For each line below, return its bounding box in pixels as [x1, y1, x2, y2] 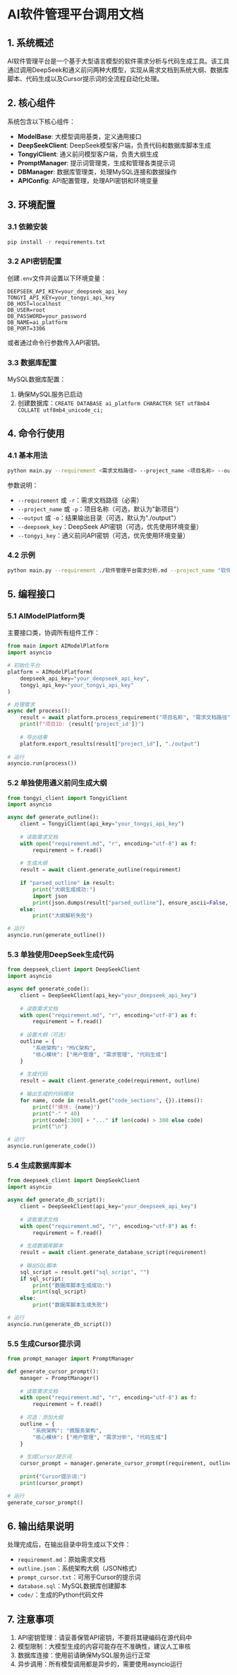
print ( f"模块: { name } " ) [32, 1103, 100, 1111]
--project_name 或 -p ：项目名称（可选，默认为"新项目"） [17, 504, 183, 513]
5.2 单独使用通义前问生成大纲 [7, 778, 107, 788]
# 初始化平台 [7, 662, 40, 669]
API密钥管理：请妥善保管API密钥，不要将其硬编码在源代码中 [17, 1633, 193, 1642]
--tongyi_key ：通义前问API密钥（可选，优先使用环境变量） [17, 531, 190, 540]
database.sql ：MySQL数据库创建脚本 [17, 1582, 127, 1590]
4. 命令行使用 [7, 428, 65, 440]
